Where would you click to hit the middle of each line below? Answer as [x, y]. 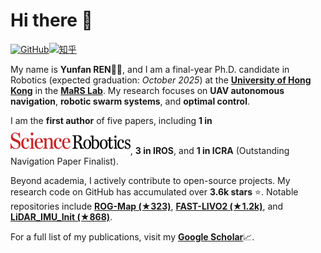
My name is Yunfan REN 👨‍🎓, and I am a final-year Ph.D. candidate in [150, 69]
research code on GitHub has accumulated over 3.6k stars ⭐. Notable [154, 191]
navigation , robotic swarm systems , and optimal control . [130, 101]
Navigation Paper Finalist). [64, 161]
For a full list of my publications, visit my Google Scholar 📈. [132, 236]
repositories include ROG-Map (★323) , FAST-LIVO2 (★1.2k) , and [147, 206]
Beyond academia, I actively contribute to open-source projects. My [150, 180]
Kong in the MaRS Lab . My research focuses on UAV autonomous [147, 90]
